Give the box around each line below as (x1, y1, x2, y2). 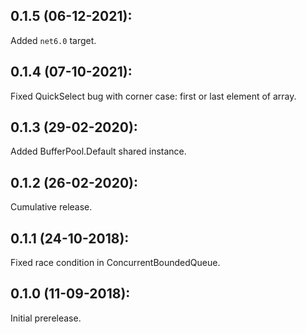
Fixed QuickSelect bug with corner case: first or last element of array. (10, 90, 297, 102)
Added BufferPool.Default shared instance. (10, 145, 187, 158)
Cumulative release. (10, 201, 93, 213)
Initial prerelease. (10, 312, 82, 324)
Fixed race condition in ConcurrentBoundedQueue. (10, 257, 221, 269)
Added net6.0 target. (10, 34, 97, 46)
